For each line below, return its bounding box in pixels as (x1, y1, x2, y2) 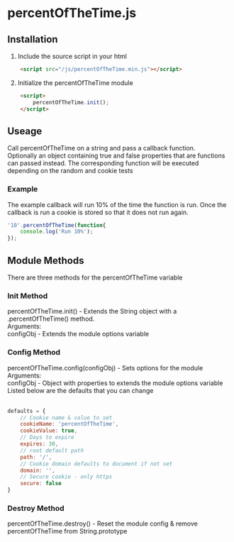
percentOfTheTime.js (7, 5, 137, 21)
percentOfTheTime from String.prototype (7, 527, 128, 536)
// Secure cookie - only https (20, 473, 113, 480)
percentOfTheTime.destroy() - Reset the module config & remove (7, 519, 199, 528)
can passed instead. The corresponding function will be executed (7, 159, 199, 167)
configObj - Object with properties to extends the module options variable (7, 378, 223, 387)
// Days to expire (20, 434, 74, 441)
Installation (7, 33, 58, 45)
